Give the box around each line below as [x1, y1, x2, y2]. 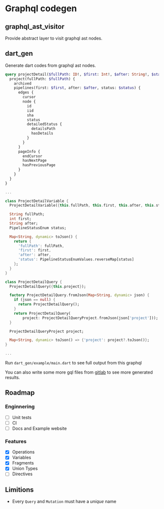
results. [5, 375, 20, 381]
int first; [9, 216, 32, 221]
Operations [12, 449, 35, 455]
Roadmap [5, 389, 35, 397]
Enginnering [5, 403, 35, 410]
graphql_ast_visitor [5, 22, 64, 31]
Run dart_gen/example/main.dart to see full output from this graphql [5, 360, 142, 366]
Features [5, 438, 27, 445]
